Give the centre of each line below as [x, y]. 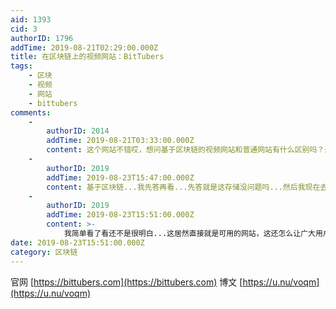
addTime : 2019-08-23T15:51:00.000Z [120, 215]
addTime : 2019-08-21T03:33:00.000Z [120, 141]
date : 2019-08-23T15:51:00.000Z [77, 242]
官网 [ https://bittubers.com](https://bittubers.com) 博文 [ [126, 282]
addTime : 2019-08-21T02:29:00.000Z [84, 47]
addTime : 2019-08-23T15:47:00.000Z [120, 177]
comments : [31, 112]
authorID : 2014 [78, 131]
